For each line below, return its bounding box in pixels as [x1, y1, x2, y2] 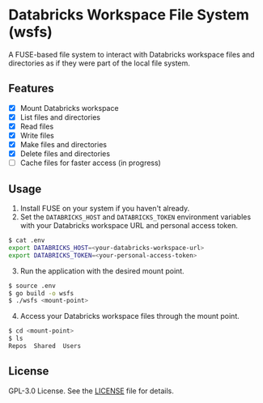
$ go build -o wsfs [8, 289, 74, 297]
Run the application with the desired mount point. [19, 265, 185, 276]
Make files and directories [19, 140, 108, 149]
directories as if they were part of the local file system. [8, 58, 190, 68]
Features [8, 82, 54, 95]
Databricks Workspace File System [8, 6, 249, 24]
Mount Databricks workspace [19, 103, 119, 112]
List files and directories [19, 112, 101, 122]
